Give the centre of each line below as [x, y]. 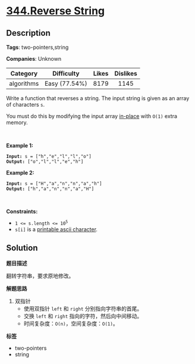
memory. [17, 122]
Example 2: [20, 173]
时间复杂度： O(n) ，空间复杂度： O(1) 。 [71, 323]
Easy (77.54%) [66, 83]
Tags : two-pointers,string [37, 47]
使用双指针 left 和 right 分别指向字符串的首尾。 [83, 309]
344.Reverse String [56, 11]
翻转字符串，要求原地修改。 [40, 276]
